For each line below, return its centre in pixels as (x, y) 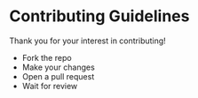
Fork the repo (47, 57)
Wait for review (50, 86)
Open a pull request (58, 76)
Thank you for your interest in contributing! (87, 41)
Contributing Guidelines (99, 16)
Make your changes (58, 67)
